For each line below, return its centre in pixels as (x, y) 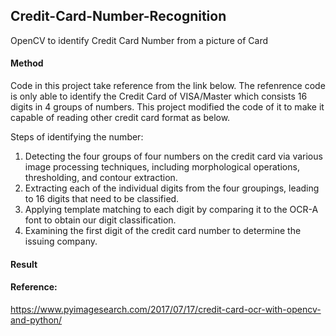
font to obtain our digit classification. (100, 220)
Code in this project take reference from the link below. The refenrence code (168, 86)
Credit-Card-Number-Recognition (118, 16)
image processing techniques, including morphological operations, (162, 167)
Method (27, 63)
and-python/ (36, 320)
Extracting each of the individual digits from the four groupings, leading (172, 188)
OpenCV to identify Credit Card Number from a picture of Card (139, 40)
